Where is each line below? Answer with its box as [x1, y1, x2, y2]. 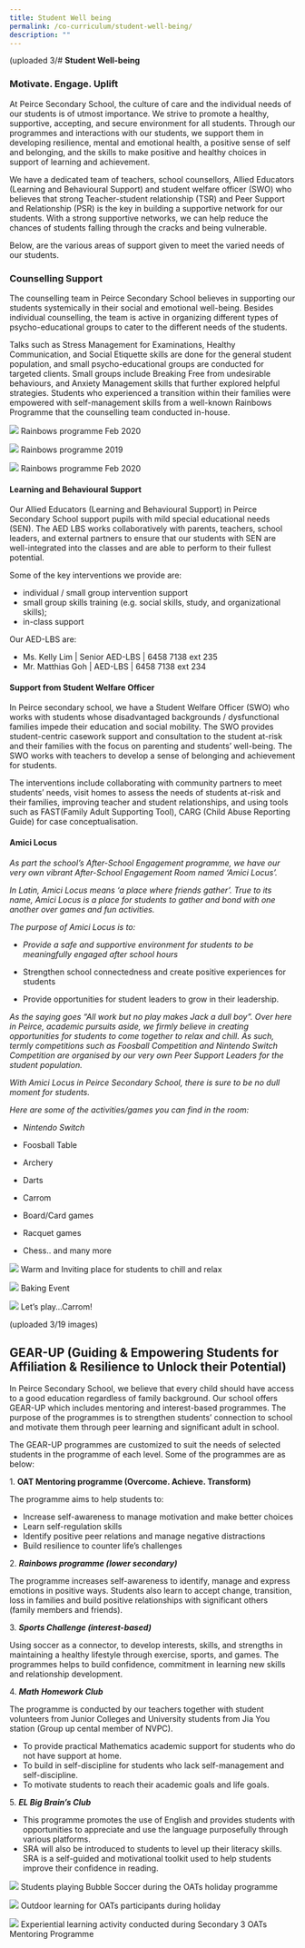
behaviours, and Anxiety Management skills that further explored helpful [9, 378, 280, 389]
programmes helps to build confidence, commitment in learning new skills [9, 1659, 286, 1670]
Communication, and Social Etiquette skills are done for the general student [9, 349, 292, 360]
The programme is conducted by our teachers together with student [9, 1704, 265, 1715]
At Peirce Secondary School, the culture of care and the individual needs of [9, 98, 292, 109]
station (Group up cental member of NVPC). [9, 1723, 173, 1735]
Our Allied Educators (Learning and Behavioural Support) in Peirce [9, 504, 257, 515]
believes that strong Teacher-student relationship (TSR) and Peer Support [9, 193, 286, 204]
